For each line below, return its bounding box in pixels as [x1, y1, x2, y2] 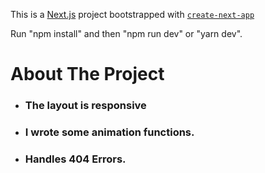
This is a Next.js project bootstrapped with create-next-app [10, 9, 255, 20]
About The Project [10, 63, 165, 86]
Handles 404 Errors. [24, 152, 127, 166]
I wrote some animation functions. [24, 125, 195, 139]
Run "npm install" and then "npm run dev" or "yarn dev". [10, 28, 243, 39]
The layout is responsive [24, 99, 147, 113]
